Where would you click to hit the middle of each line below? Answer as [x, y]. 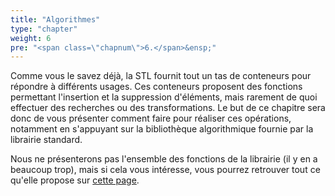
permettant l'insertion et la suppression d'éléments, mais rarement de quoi [164, 97]
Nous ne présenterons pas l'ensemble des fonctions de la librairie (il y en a [164, 159]
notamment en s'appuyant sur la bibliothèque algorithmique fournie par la [162, 129]
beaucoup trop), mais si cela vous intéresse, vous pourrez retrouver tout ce [165, 170]
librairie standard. [46, 140]
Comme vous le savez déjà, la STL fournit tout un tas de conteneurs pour [161, 76]
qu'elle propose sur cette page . [75, 180]
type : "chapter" [44, 29]
